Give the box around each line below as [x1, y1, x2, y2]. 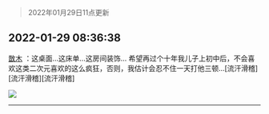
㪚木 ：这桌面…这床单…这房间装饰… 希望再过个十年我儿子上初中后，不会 [8, 53, 248, 63]
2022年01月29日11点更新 [27, 8, 110, 17]
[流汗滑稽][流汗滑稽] [8, 73, 75, 83]
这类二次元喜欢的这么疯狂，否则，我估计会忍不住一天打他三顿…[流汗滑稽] [14, 63, 259, 73]
